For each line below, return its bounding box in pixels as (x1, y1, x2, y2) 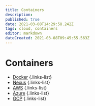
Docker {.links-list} (12, 74, 52, 80)
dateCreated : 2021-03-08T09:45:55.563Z (5, 36, 90, 41)
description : (5, 12, 33, 17)
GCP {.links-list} (12, 95, 47, 101)
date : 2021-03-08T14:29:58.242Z (5, 21, 74, 27)
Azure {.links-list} (12, 90, 49, 96)
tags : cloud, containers (5, 26, 58, 31)
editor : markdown (5, 31, 42, 36)
